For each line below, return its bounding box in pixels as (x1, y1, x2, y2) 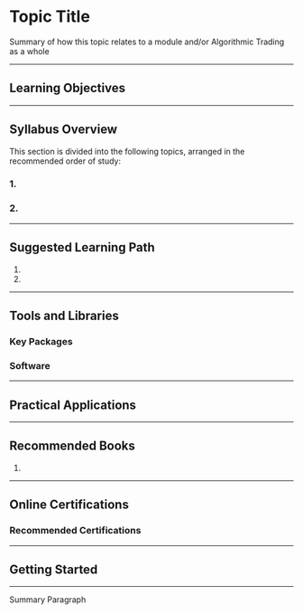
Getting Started (9, 562, 98, 577)
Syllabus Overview (9, 122, 118, 137)
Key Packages (9, 335, 74, 347)
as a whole (9, 45, 50, 56)
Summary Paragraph (9, 594, 87, 605)
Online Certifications (9, 497, 129, 513)
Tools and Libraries (9, 307, 119, 323)
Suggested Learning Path (9, 240, 155, 255)
